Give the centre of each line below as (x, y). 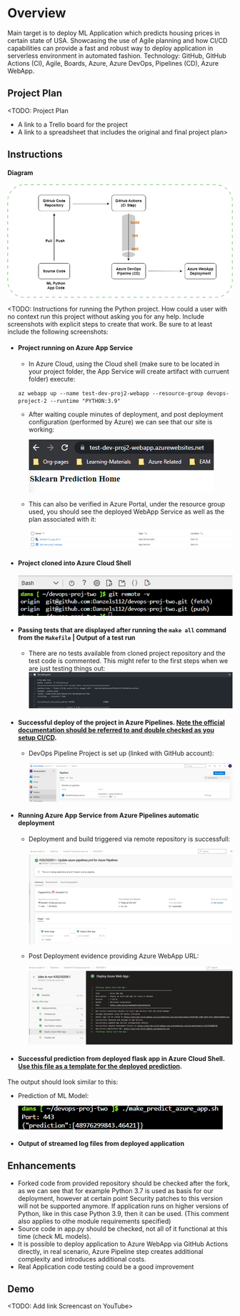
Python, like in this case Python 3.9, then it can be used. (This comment (123, 1213)
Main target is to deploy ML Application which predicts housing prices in (114, 33)
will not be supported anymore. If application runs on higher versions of (123, 1206)
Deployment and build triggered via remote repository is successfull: (129, 839)
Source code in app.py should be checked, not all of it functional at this (122, 1228)
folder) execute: (52, 379)
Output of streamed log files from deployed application (101, 1143)
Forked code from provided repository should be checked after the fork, (124, 1183)
